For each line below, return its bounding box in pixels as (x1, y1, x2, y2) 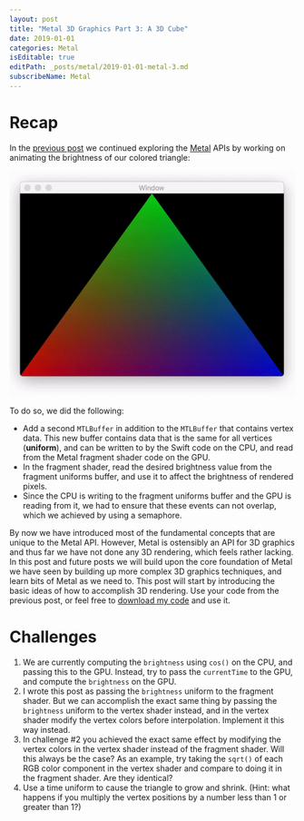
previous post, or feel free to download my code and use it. (9, 595, 231, 606)
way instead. (22, 724, 71, 735)
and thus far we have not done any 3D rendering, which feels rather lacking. (9, 546, 294, 558)
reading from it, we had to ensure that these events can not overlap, (22, 500, 277, 510)
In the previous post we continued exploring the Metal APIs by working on (9, 142, 286, 153)
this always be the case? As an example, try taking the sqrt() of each (22, 753, 284, 764)
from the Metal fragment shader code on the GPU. (22, 451, 211, 462)
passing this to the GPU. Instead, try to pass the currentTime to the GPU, (22, 666, 293, 677)
